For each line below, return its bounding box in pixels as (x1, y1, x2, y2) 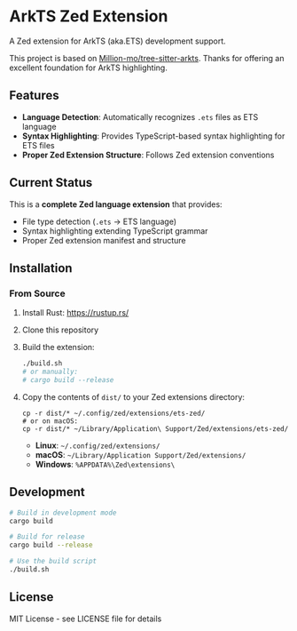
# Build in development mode (9, 508, 117, 517)
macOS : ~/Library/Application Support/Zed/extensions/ (35, 449, 246, 459)
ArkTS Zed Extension (9, 6, 168, 27)
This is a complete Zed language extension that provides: (9, 198, 223, 210)
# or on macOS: (21, 416, 79, 426)
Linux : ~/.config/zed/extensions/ (35, 440, 160, 451)
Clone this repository (21, 324, 99, 335)
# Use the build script (9, 557, 98, 566)
